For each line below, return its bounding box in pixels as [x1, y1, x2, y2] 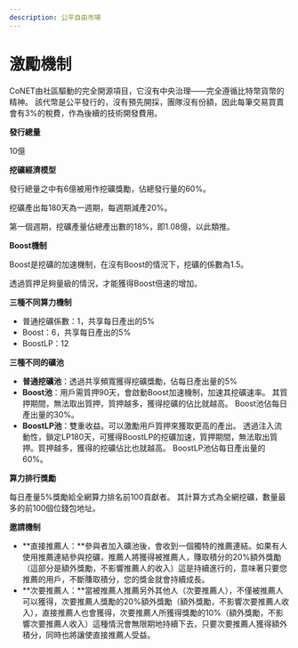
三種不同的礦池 [9, 357, 64, 368]
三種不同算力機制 [9, 296, 72, 307]
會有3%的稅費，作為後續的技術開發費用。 [9, 108, 163, 118]
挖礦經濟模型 [9, 164, 56, 174]
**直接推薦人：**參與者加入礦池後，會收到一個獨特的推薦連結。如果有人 [21, 540, 287, 551]
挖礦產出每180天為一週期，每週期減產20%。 [9, 202, 173, 213]
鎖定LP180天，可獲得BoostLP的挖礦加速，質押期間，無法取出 [45, 431, 270, 441]
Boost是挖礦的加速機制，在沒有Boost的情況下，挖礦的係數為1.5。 [9, 259, 249, 270]
